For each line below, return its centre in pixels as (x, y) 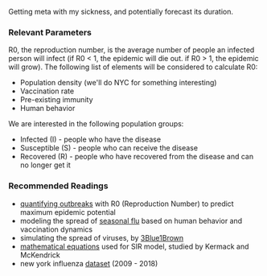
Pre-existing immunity (56, 100)
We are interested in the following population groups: (96, 124)
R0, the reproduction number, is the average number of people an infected (131, 50)
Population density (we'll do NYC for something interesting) (118, 83)
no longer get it (45, 165)
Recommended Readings (58, 186)
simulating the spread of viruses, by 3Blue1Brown (102, 237)
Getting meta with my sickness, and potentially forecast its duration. (121, 12)
